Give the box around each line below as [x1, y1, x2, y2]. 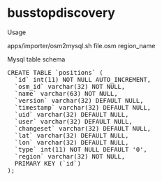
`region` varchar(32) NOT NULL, [14, 152, 126, 160]
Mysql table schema [7, 55, 66, 64]
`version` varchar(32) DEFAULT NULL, [14, 96, 144, 104]
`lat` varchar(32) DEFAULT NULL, [14, 131, 129, 139]
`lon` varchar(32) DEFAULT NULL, [14, 138, 129, 146]
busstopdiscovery [7, 5, 115, 21]
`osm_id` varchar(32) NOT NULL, [14, 82, 126, 90]
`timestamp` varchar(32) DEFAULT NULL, [14, 103, 152, 111]
